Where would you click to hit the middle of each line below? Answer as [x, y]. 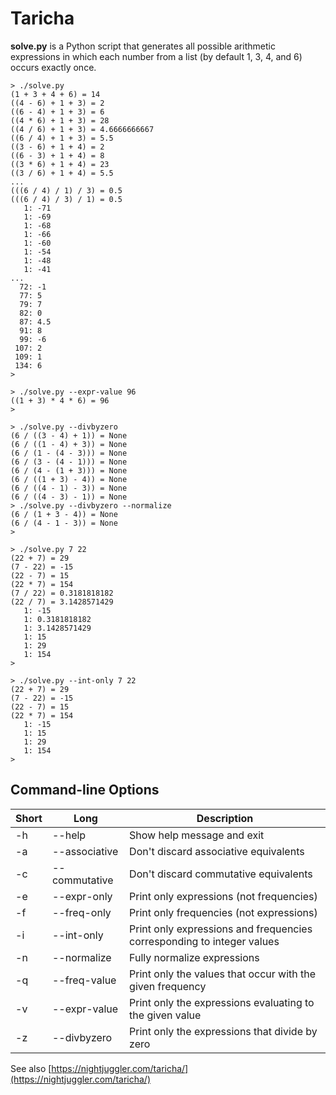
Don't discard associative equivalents [217, 851]
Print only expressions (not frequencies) [223, 896]
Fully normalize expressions [194, 957]
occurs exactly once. [53, 67]
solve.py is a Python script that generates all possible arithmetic [143, 46]
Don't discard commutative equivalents [221, 874]
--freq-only [81, 912]
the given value [165, 1015]
